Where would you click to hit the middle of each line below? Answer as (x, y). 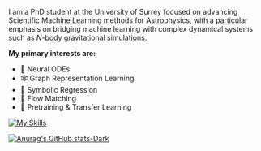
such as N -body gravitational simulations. (78, 37)
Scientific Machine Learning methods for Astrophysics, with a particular (128, 20)
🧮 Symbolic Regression (59, 90)
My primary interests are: (52, 53)
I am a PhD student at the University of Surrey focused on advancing (123, 12)
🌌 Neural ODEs (45, 69)
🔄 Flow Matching (48, 98)
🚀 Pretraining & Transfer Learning (76, 107)
